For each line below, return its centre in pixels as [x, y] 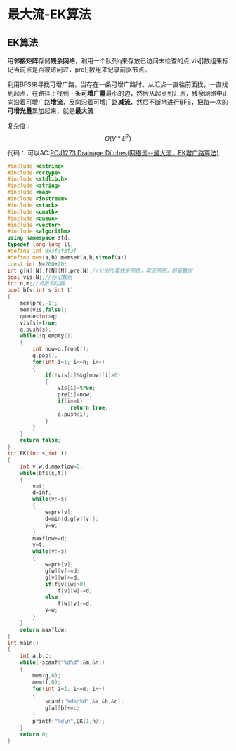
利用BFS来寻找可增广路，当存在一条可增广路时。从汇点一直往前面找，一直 [115, 84]
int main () [23, 643]
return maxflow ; [44, 629]
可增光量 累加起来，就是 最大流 [50, 111]
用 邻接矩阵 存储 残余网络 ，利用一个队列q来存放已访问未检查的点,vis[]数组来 [115, 61]
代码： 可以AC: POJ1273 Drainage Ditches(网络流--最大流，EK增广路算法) [113, 152]
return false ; [40, 440]
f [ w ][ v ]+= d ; [75, 604]
